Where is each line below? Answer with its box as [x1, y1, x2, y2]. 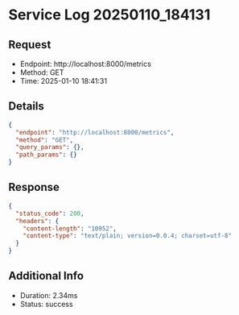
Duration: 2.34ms [19, 290, 78, 300]
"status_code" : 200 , [15, 209, 84, 218]
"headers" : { [15, 217, 60, 225]
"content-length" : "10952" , [23, 224, 117, 233]
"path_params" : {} [15, 151, 78, 159]
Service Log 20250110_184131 [8, 6, 211, 24]
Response [8, 180, 60, 194]
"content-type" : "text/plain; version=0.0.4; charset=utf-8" [23, 232, 232, 240]
